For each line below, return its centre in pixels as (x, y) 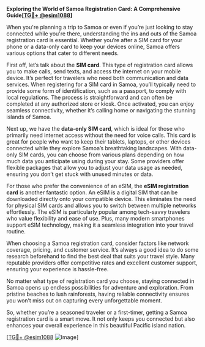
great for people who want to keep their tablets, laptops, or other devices (99, 142)
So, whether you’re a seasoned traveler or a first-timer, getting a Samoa (97, 312)
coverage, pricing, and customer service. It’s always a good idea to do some (102, 250)
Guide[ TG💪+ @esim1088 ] (39, 15)
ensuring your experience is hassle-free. (58, 269)
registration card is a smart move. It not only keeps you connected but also (101, 319)
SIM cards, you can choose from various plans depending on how (101, 155)
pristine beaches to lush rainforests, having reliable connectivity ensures (98, 294)
